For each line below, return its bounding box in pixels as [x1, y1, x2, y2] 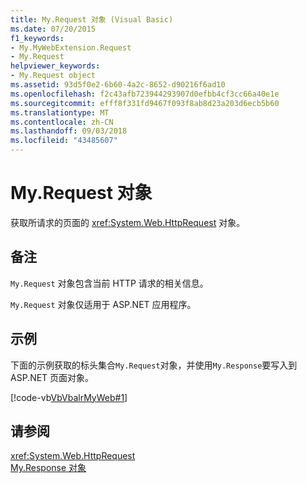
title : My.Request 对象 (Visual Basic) [10, 14, 174, 25]
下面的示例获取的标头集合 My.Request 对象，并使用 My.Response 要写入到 [10, 359, 298, 371]
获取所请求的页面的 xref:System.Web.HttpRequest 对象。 [10, 216, 246, 228]
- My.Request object [10, 71, 97, 81]
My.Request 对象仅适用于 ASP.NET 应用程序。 [10, 298, 197, 310]
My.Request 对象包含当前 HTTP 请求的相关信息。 [10, 277, 209, 289]
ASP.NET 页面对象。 [10, 371, 95, 383]
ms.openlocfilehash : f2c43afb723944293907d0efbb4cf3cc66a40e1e [10, 89, 280, 99]
